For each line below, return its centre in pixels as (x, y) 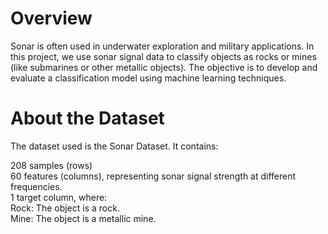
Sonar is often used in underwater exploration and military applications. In (162, 46)
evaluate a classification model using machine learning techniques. (148, 78)
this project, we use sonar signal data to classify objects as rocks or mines (163, 56)
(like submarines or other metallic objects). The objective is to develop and (164, 67)
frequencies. (36, 186)
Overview (51, 18)
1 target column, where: (59, 197)
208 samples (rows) (51, 165)
